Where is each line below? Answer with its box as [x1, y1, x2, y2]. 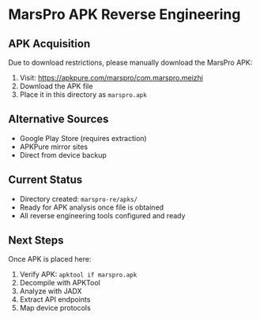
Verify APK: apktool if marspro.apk [19, 270, 138, 279]
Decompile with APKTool [19, 278, 100, 288]
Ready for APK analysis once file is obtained [19, 203, 164, 212]
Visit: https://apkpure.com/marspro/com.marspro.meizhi [19, 73, 204, 82]
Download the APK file [19, 81, 93, 91]
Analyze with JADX [19, 286, 82, 296]
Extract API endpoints [19, 295, 91, 304]
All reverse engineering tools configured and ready [19, 210, 186, 220]
